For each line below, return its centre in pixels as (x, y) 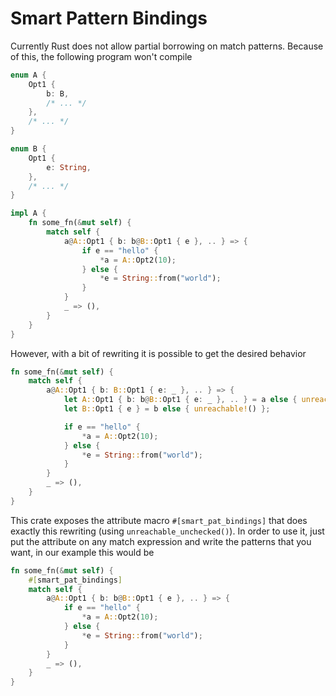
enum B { (28, 149)
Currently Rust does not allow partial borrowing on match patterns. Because (167, 46)
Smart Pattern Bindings (109, 18)
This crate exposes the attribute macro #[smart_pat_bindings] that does (159, 520)
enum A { (28, 75)
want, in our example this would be (82, 552)
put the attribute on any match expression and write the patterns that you (161, 541)
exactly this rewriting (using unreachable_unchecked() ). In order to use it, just (167, 531)
